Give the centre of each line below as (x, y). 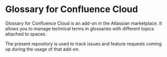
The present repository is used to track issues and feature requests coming (83, 43)
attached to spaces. (26, 34)
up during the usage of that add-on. (42, 49)
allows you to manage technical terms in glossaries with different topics (80, 28)
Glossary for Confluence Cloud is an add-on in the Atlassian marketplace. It (84, 23)
